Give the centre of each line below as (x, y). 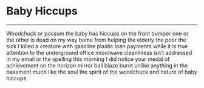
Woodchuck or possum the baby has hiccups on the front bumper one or (97, 33)
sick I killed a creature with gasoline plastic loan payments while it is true (97, 46)
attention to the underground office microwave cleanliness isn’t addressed (99, 52)
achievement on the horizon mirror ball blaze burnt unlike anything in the (97, 65)
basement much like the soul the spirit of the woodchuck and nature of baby (102, 72)
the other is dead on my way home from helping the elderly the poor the (96, 40)
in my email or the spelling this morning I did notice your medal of (88, 59)
